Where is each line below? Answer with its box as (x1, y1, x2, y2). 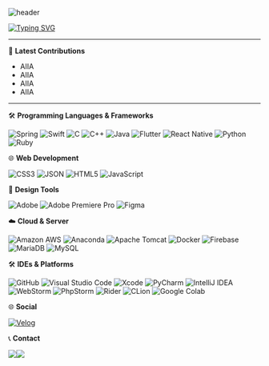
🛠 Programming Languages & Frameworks (8, 111, 154, 120)
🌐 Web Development (8, 153, 79, 163)
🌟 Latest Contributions (8, 46, 86, 55)
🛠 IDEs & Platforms (8, 259, 74, 268)
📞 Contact (8, 333, 41, 343)
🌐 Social (8, 302, 38, 312)
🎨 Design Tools (8, 185, 60, 194)
